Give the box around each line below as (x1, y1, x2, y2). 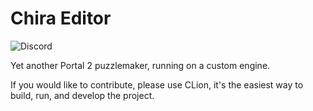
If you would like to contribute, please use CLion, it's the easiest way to (10, 78, 304, 91)
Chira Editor (10, 7, 112, 30)
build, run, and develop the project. (10, 89, 155, 101)
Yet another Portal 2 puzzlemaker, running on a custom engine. (10, 59, 271, 71)
